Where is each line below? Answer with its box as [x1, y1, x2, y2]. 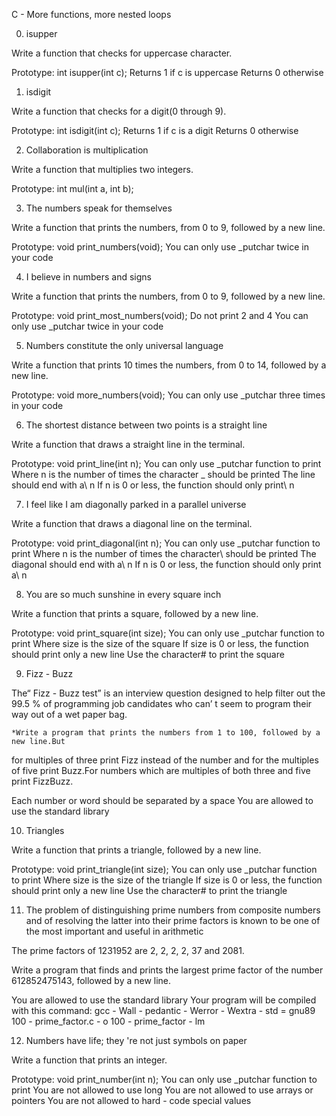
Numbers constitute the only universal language [25, 340, 224, 351]
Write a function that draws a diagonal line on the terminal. [11, 518, 253, 529]
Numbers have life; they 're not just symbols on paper [25, 1035, 248, 1046]
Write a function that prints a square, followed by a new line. [11, 608, 259, 619]
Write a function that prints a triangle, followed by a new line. [11, 844, 262, 856]
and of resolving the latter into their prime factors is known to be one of [25, 915, 321, 926]
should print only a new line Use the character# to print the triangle [11, 885, 288, 896]
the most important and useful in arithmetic [25, 925, 204, 937]
